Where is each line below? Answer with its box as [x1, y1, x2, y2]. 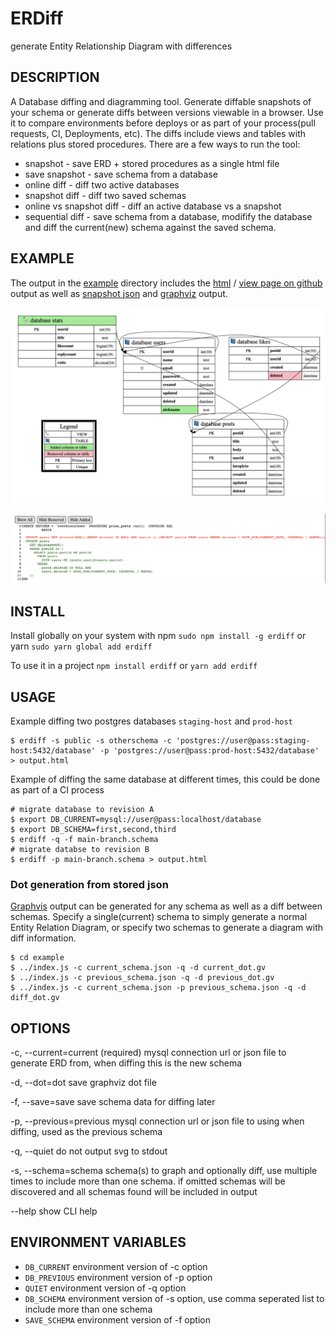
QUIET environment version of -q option [24, 1282, 187, 1294]
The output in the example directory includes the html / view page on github [10, 277, 323, 289]
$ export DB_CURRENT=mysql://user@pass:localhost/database [10, 814, 262, 824]
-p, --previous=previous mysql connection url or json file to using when [10, 1115, 305, 1127]
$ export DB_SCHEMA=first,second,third [10, 824, 177, 834]
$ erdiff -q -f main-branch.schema [10, 834, 159, 844]
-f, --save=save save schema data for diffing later [10, 1096, 216, 1108]
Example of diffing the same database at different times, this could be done [10, 773, 321, 785]
